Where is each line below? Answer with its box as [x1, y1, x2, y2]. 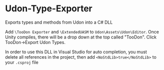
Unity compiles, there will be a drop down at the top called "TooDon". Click [5, 34, 157, 40]
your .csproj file [5, 59, 38, 65]
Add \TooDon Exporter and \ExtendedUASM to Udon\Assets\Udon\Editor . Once [5, 29, 159, 35]
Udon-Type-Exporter [5, 3, 93, 14]
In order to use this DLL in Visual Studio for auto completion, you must [5, 49, 147, 55]
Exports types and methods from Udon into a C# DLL [5, 19, 113, 25]
